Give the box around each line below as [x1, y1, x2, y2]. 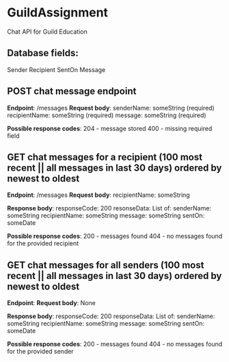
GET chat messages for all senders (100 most [7, 259, 204, 271]
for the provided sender [7, 348, 74, 356]
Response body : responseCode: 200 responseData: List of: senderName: [7, 312, 215, 320]
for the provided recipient [7, 239, 79, 248]
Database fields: [7, 47, 79, 59]
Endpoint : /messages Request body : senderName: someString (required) [7, 104, 215, 112]
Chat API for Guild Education [7, 27, 87, 36]
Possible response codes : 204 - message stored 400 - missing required [7, 124, 213, 132]
